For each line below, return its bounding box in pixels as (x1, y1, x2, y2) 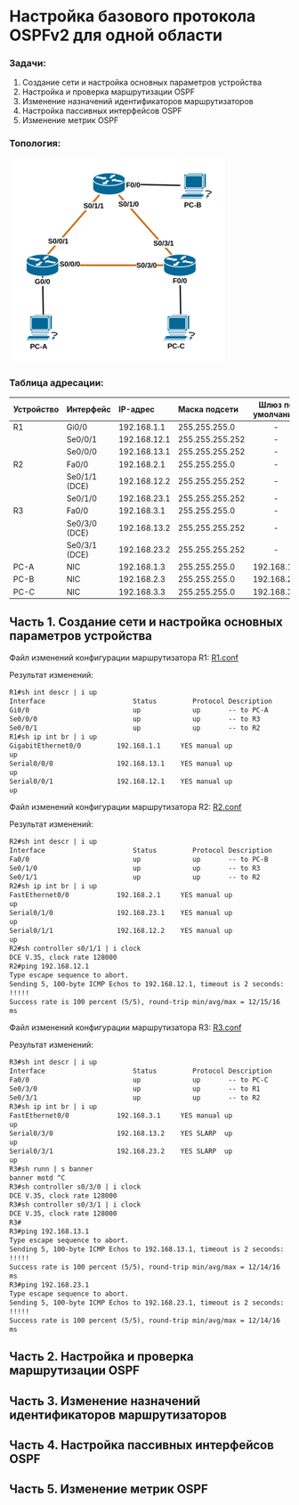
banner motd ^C (9, 1174, 66, 1182)
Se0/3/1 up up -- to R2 (9, 1093, 261, 1102)
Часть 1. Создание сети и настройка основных (9, 615, 283, 630)
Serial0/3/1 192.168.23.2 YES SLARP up (9, 1147, 233, 1156)
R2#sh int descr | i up (9, 837, 98, 846)
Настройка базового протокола (9, 6, 256, 27)
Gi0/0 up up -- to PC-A (9, 706, 269, 715)
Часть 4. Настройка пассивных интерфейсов (9, 1437, 274, 1453)
